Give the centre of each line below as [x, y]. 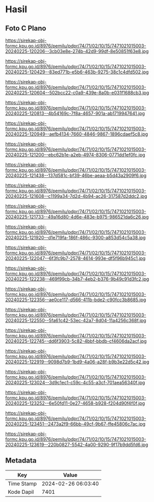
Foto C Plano [26, 28]
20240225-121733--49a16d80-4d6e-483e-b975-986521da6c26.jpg [77, 217]
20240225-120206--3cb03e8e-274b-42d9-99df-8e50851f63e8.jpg [77, 51]
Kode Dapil [21, 492]
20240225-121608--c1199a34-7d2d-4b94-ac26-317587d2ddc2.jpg [76, 196]
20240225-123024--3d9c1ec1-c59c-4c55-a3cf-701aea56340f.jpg [75, 382]
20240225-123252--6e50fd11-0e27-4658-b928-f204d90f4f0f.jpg [75, 403]
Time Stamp [22, 484]
